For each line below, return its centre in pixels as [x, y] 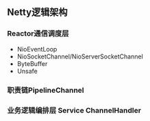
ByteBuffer [32, 63]
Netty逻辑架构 [37, 12]
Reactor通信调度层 [38, 34]
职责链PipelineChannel [46, 90]
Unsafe [27, 71]
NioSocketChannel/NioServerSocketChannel [80, 56]
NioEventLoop [37, 49]
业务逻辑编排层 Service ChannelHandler [74, 110]
